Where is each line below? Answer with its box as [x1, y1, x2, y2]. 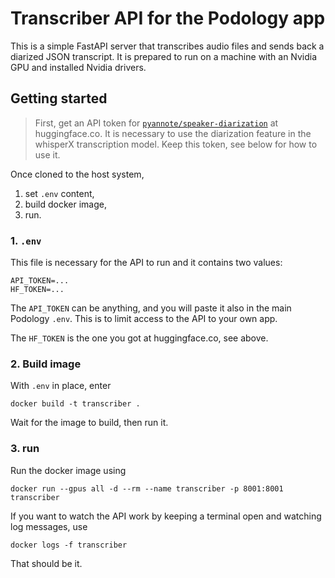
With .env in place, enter [10, 380, 112, 392]
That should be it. [10, 557, 83, 569]
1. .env [10, 233, 42, 247]
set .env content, [24, 187, 95, 199]
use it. [34, 148, 61, 161]
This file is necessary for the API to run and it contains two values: [10, 257, 283, 269]
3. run [10, 442, 40, 456]
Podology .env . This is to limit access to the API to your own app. [10, 313, 278, 325]
